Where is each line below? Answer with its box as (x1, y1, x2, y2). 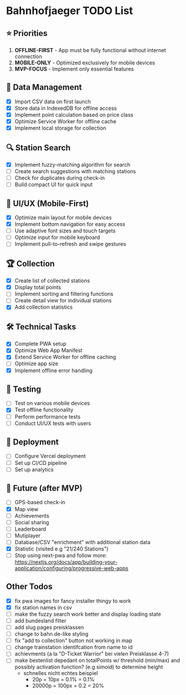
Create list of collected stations (14, 277, 90, 284)
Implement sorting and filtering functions (14, 291, 113, 298)
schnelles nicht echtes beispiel (23, 670, 98, 677)
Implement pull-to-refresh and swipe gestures (14, 241, 126, 248)
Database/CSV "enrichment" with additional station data (14, 538, 151, 545)
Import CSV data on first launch (14, 98, 91, 105)
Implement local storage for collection (14, 124, 107, 131)
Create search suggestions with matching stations (14, 168, 136, 174)
